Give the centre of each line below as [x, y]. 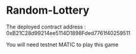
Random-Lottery [48, 10]
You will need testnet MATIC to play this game [62, 45]
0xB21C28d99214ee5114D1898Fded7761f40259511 [68, 33]
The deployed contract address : [46, 27]
